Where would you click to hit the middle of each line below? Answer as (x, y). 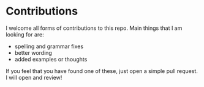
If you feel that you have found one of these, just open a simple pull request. (102, 71)
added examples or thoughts (51, 59)
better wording (33, 52)
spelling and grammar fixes (49, 46)
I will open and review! (34, 77)
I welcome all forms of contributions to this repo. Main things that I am (94, 28)
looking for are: (25, 34)
